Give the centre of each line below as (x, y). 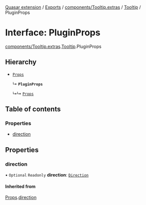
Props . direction (21, 198)
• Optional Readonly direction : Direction (47, 175)
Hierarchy (21, 62)
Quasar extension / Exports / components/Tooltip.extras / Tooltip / (73, 7)
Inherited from (20, 186)
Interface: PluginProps (53, 33)
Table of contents (33, 109)
